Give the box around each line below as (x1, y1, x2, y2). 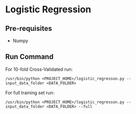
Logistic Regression (5, 4, 92, 15)
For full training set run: (5, 89, 55, 96)
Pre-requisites (5, 24, 52, 33)
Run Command (5, 52, 54, 61)
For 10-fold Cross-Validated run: (5, 66, 73, 72)
